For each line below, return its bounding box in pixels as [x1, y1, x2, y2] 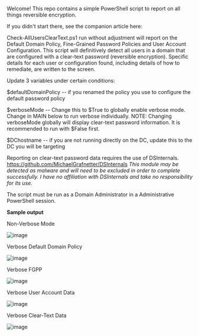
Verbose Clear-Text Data [6, 312, 67, 319]
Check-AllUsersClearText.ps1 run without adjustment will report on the [6, 34, 178, 41]
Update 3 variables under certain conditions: [6, 77, 116, 84]
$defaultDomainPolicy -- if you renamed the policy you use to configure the [6, 89, 191, 95]
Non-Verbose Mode [6, 220, 55, 227]
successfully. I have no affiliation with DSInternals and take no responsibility [6, 173, 193, 180]
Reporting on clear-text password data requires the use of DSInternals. [6, 154, 179, 161]
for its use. [6, 180, 33, 186]
